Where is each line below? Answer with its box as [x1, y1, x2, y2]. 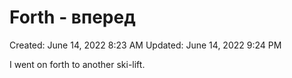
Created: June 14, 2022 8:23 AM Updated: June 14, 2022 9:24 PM [9, 39, 282, 51]
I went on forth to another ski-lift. [9, 58, 146, 70]
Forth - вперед [9, 6, 136, 29]
